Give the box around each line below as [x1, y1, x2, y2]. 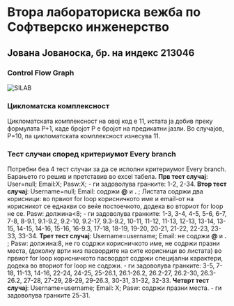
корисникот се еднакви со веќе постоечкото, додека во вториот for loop [7, 202, 224, 210]
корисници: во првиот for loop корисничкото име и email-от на [7, 195, 194, 203]
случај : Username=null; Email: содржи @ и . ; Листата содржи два [7, 187, 203, 196]
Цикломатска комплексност [7, 101, 110, 110]
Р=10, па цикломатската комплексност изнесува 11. [7, 132, 161, 140]
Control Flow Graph [7, 68, 75, 78]
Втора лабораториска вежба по [7, 4, 201, 20]
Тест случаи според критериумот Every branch [7, 150, 176, 159]
